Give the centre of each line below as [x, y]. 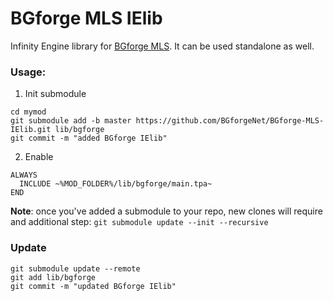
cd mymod [28, 112]
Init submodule [55, 94]
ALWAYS [24, 175]
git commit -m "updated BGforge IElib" [93, 286]
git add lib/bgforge [53, 277]
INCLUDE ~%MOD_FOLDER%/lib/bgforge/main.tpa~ [116, 184]
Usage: [28, 72]
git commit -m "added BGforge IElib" [89, 138]
